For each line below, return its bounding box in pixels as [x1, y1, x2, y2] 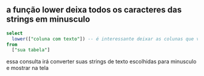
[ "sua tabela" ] [12, 47, 50, 53]
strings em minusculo [6, 14, 90, 25]
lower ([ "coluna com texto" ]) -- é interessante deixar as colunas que [12, 36, 194, 42]
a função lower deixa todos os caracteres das [6, 5, 182, 15]
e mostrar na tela [6, 65, 49, 72]
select [6, 30, 23, 36]
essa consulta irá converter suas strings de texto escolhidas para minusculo [6, 58, 197, 65]
